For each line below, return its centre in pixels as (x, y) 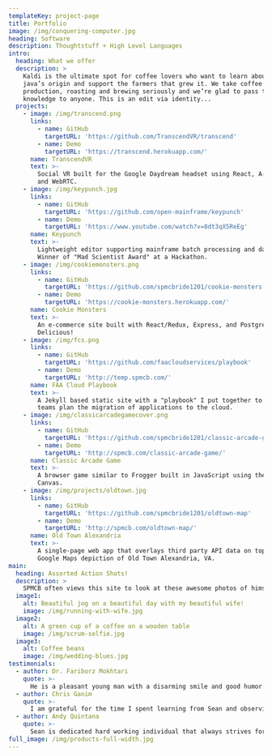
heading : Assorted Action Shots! (72, 573)
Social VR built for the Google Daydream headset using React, (146, 174)
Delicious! (56, 332)
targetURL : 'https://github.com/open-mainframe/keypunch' (144, 211)
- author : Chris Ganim (54, 694)
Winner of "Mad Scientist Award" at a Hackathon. (123, 257)
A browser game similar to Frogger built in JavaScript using (144, 476)
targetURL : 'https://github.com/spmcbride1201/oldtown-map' (148, 513)
